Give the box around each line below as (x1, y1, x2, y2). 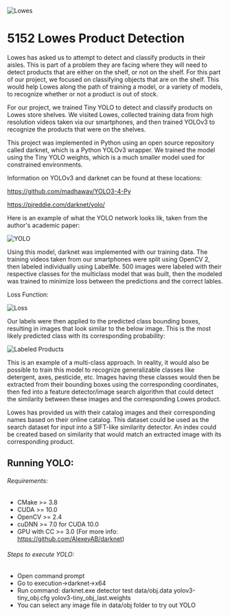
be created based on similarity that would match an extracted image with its (7, 430, 222, 438)
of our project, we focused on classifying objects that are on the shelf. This (7, 75, 220, 83)
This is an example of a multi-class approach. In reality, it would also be (7, 358, 209, 366)
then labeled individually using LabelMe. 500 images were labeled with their (7, 262, 222, 270)
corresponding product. (7, 437, 74, 445)
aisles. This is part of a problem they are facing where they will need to (7, 61, 208, 69)
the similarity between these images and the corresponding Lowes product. (7, 394, 221, 403)
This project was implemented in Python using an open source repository (7, 138, 215, 147)
